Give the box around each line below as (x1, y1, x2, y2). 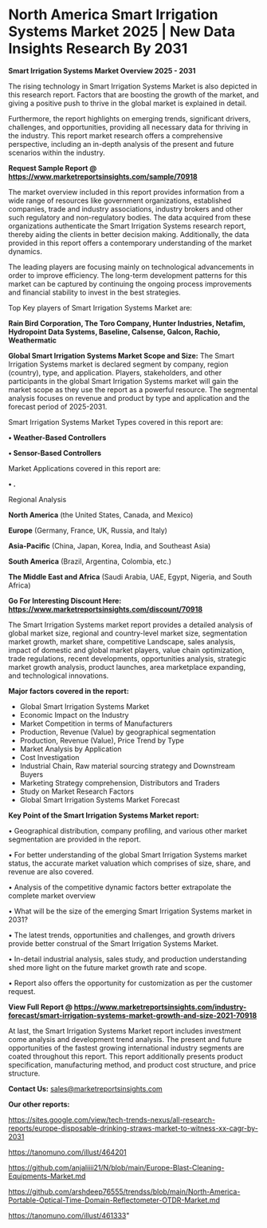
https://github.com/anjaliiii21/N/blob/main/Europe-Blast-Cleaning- (8, 1163, 225, 1172)
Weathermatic (8, 335, 57, 345)
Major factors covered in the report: (8, 686, 129, 695)
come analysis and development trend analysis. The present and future (8, 1034, 242, 1044)
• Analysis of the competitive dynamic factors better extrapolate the (8, 882, 232, 892)
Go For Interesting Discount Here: (8, 596, 122, 605)
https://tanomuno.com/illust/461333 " (8, 1210, 130, 1220)
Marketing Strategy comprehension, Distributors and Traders (19, 778, 221, 787)
